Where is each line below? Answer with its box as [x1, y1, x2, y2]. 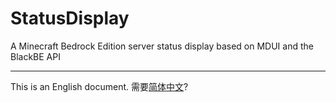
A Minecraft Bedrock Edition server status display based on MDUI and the [10, 40, 314, 52]
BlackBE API [10, 50, 61, 62]
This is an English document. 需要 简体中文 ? [10, 80, 189, 92]
